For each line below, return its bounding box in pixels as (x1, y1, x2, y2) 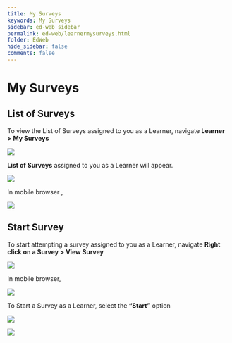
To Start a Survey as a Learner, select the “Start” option (7, 301, 171, 310)
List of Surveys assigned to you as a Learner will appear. (7, 161, 173, 169)
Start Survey (7, 221, 65, 233)
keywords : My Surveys (7, 17, 71, 24)
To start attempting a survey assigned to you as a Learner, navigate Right (7, 240, 221, 249)
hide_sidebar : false (7, 43, 68, 50)
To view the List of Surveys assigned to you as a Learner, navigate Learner (7, 126, 226, 135)
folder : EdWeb (7, 37, 49, 44)
